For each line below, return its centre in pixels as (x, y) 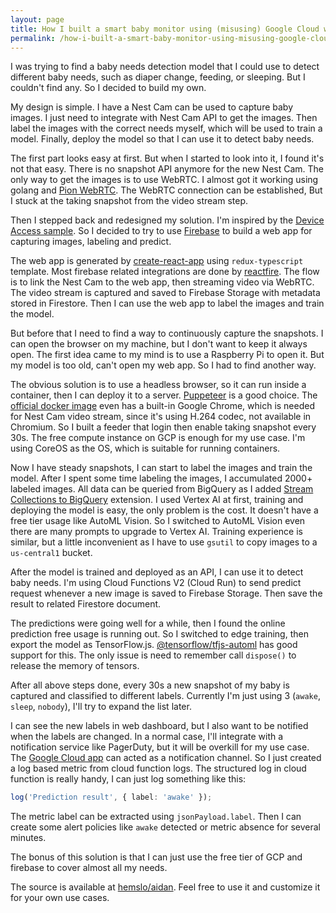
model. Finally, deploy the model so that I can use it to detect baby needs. (162, 139)
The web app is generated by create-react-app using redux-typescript (157, 261)
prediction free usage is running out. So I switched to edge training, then (159, 634)
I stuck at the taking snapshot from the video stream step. (129, 201)
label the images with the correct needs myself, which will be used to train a (166, 128)
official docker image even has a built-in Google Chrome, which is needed (163, 406)
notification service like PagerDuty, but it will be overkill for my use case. (160, 747)
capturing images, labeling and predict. (91, 242)
